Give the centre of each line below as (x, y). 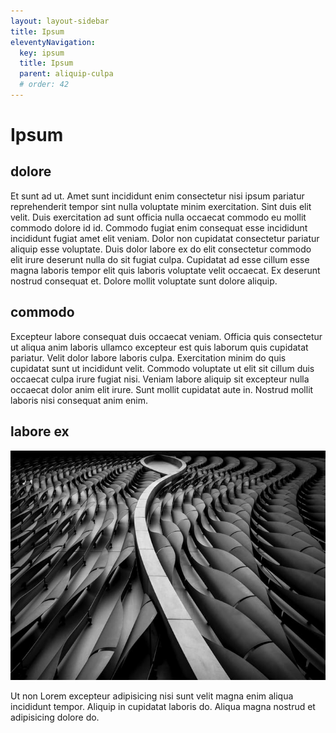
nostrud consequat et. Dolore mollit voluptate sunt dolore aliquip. (144, 281)
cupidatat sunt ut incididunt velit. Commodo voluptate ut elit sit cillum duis (162, 368)
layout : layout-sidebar (60, 21)
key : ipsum (42, 53)
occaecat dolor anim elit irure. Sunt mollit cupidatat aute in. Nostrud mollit (162, 389)
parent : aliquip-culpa (66, 74)
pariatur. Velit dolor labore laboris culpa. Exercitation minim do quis (148, 357)
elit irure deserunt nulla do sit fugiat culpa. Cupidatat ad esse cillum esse (160, 259)
